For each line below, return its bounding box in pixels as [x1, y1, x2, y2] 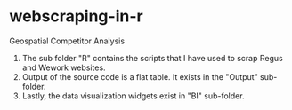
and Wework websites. [21, 62, 106, 73]
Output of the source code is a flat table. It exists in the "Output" [21, 71, 258, 82]
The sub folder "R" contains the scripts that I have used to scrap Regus [21, 52, 283, 63]
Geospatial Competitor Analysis [9, 35, 126, 46]
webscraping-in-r [9, 6, 144, 27]
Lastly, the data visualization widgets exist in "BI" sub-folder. [21, 90, 245, 101]
